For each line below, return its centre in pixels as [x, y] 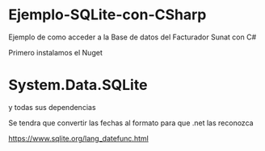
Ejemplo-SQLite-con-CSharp [107, 15]
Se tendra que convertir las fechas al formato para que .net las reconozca [131, 123]
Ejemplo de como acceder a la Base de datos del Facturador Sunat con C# [132, 37]
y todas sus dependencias [52, 107]
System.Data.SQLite [78, 85]
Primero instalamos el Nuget [55, 52]
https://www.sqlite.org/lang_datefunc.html [79, 138]
